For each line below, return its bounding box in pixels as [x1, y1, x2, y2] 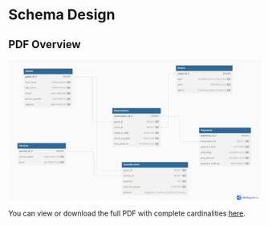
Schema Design [8, 6, 116, 24]
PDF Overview [8, 38, 82, 51]
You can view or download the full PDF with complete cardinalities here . [8, 208, 246, 218]
